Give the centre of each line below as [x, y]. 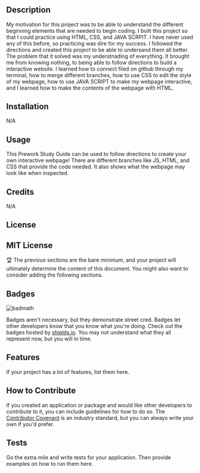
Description [28, 10]
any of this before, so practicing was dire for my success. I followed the [94, 43]
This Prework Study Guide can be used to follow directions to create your [96, 154]
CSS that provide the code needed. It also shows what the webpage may [96, 167]
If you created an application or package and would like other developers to [99, 405]
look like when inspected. [38, 173]
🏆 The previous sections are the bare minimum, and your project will [91, 260]
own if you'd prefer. [30, 424]
